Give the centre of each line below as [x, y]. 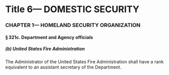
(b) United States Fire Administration [45, 49]
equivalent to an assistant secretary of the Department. [63, 67]
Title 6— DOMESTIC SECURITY [72, 9]
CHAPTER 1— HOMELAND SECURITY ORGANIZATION [73, 25]
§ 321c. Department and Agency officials [49, 37]
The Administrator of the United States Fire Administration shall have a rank [84, 61]
